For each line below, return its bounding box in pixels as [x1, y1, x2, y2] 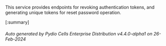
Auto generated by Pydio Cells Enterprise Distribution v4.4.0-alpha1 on [5, 30, 153, 36]
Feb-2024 [5, 36, 26, 42]
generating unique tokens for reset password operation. [5, 9, 122, 15]
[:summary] [5, 19, 29, 25]
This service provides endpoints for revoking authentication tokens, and [5, 4, 155, 10]
